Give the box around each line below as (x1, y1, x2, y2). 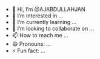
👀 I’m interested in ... (12, 12, 64, 19)
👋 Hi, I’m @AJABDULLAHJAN (12, 6, 86, 13)
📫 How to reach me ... (12, 32, 68, 39)
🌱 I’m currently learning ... (12, 19, 77, 25)
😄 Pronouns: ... (12, 40, 52, 48)
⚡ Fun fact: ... (12, 47, 45, 54)
